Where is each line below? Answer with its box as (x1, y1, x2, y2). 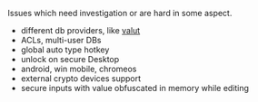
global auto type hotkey (20, 44, 110, 55)
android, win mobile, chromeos (20, 63, 137, 74)
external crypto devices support (20, 73, 142, 84)
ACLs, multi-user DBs (20, 35, 102, 45)
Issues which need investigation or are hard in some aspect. (7, 8, 233, 18)
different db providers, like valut (20, 25, 141, 35)
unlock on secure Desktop (20, 54, 120, 64)
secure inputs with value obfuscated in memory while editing (20, 83, 250, 93)
